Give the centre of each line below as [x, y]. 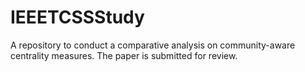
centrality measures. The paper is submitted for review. [124, 55]
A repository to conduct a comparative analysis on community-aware [153, 45]
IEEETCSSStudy [77, 17]
